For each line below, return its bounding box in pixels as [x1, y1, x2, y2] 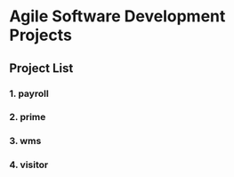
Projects [9, 25, 73, 45]
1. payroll [9, 87, 49, 100]
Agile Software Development [9, 6, 226, 27]
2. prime [9, 111, 46, 124]
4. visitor [9, 158, 49, 171]
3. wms [9, 135, 42, 148]
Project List [9, 60, 74, 76]
